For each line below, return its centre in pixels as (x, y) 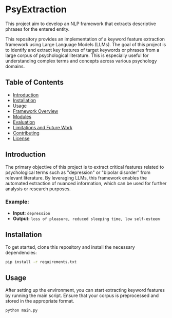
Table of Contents (35, 82)
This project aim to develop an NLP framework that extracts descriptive (81, 24)
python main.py (22, 311)
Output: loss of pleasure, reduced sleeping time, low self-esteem (86, 218)
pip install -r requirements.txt (41, 262)
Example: (17, 202)
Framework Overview (35, 111)
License (21, 138)
